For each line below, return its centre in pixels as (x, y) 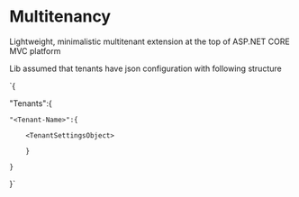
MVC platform (35, 50)
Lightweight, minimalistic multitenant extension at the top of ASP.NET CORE (149, 41)
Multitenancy (60, 17)
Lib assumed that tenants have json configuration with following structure (145, 68)
